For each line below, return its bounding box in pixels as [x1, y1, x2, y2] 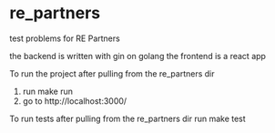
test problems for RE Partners [9, 33, 120, 44]
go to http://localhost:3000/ [22, 95, 127, 107]
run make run [22, 86, 73, 97]
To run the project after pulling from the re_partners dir [9, 67, 215, 79]
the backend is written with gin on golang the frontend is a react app [9, 50, 267, 61]
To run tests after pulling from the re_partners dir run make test [9, 113, 246, 124]
